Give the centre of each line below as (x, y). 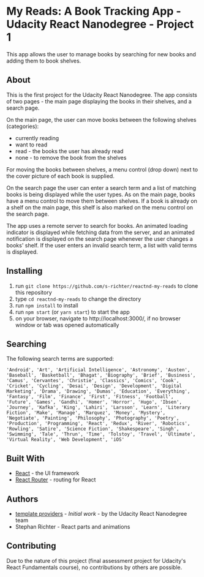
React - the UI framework (47, 473)
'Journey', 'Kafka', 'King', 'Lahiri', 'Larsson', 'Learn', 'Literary (98, 408)
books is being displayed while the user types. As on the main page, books (101, 194)
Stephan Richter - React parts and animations (73, 527)
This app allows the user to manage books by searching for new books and (101, 54)
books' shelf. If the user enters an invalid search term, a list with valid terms (102, 245)
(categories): (23, 126)
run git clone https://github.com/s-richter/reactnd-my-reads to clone (107, 285)
